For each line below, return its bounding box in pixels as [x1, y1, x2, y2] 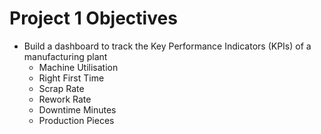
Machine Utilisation [38, 61, 119, 73]
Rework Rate [38, 93, 92, 105]
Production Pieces [38, 114, 115, 126]
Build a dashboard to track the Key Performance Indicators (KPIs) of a [23, 40, 312, 52]
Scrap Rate [38, 82, 85, 94]
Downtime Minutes [38, 103, 117, 116]
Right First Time [38, 72, 105, 84]
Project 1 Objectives [9, 7, 178, 30]
